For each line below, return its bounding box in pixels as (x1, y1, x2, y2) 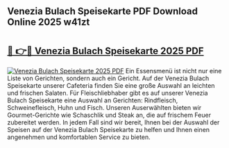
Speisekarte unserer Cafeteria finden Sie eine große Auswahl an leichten (7, 82, 215, 89)
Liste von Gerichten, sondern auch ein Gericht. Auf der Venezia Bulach (7, 74, 210, 82)
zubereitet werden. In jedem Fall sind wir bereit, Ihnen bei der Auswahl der (7, 118, 220, 127)
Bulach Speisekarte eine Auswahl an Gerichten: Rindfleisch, (7, 96, 178, 104)
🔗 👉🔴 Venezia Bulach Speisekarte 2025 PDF (7, 45, 204, 57)
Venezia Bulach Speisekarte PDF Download (7, 6, 198, 17)
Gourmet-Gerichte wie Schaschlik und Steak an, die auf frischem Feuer (7, 111, 212, 119)
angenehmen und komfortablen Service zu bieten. (7, 133, 151, 141)
